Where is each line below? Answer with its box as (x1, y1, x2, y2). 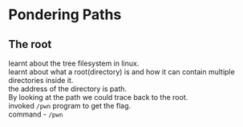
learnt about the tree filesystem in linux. (8, 58, 140, 68)
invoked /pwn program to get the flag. (8, 101, 132, 110)
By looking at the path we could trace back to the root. (8, 93, 188, 101)
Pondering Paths (8, 6, 122, 24)
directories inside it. (8, 76, 74, 85)
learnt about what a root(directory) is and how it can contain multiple (8, 67, 235, 77)
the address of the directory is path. (8, 84, 127, 93)
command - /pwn (8, 109, 63, 119)
